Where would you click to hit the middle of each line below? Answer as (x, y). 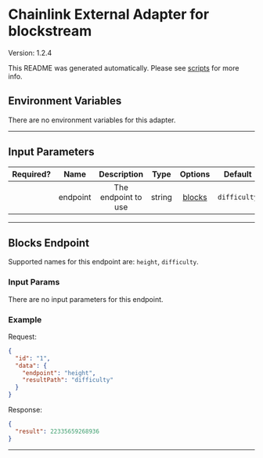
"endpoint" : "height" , (59, 373)
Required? (31, 174)
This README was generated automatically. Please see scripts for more (124, 67)
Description (121, 174)
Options (195, 174)
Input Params (34, 282)
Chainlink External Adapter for (109, 15)
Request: (22, 336)
